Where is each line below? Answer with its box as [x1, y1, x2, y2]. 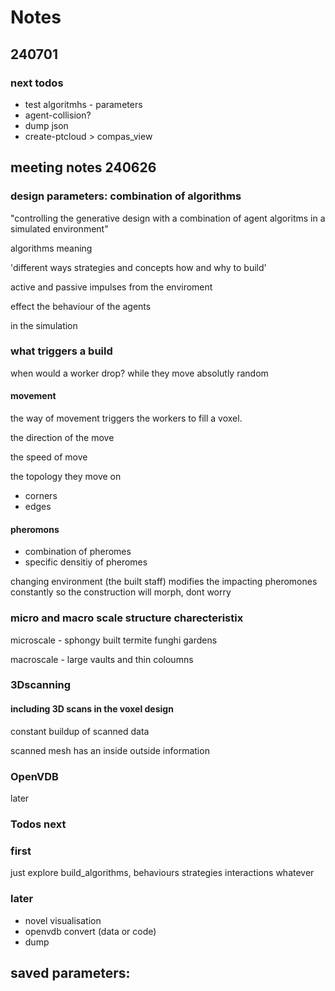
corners [24, 490, 58, 502]
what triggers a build [10, 344, 113, 358]
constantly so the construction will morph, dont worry [10, 586, 232, 598]
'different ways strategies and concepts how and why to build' [10, 261, 267, 273]
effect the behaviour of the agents [10, 300, 152, 312]
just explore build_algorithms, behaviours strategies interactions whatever [10, 867, 315, 879]
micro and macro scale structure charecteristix [10, 611, 244, 625]
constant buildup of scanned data [10, 725, 150, 737]
